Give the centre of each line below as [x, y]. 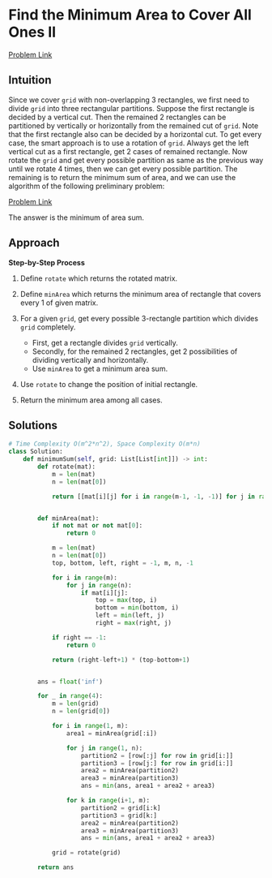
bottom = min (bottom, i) [137, 608]
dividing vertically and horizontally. [90, 359]
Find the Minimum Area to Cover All [130, 15]
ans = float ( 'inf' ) [70, 682]
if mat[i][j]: [104, 593]
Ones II [32, 32]
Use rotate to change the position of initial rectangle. [109, 384]
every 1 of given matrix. [59, 303]
